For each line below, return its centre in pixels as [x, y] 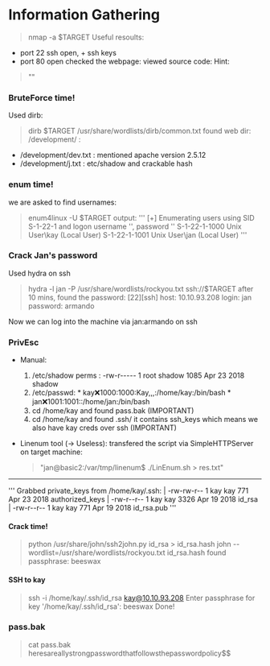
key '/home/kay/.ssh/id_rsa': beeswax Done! [101, 606]
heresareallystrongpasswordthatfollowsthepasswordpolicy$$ [129, 653]
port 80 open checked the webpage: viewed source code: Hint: [125, 61]
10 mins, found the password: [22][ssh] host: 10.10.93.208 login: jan [140, 297]
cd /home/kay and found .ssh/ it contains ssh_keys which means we [145, 420]
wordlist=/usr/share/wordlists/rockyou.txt [97, 552]
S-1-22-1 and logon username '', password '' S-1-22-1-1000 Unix [135, 226]
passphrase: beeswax [64, 561]
